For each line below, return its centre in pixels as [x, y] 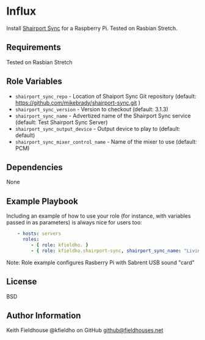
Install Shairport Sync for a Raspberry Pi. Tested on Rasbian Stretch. [92, 28]
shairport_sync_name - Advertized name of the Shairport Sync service [103, 116]
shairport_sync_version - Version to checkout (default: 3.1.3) [92, 109]
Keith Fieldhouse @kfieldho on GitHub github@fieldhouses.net [85, 330]
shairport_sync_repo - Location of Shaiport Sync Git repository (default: [106, 96]
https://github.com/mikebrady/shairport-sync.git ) [78, 103]
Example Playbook [42, 201]
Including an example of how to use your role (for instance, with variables [99, 216]
